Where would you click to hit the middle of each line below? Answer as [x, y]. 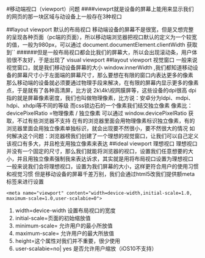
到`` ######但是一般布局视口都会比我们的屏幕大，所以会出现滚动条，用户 [99, 52]
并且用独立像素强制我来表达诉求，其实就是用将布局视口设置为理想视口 [105, 159]
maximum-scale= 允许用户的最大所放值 [65, 233]
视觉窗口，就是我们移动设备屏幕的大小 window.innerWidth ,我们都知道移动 [100, 68]
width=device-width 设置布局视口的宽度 [65, 211]
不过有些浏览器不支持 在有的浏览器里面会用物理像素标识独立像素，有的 [106, 121]
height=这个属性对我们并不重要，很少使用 [68, 241]
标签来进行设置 [25, 182]
